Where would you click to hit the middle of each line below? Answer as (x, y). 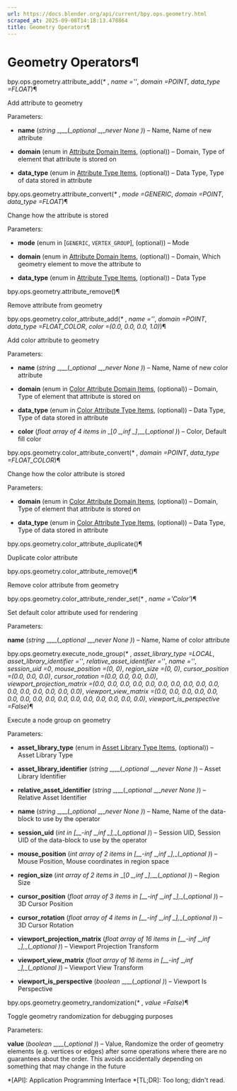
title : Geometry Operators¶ (49, 27)
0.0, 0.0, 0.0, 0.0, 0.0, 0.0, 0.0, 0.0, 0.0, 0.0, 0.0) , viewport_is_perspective (114, 699)
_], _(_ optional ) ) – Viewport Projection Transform (88, 946)
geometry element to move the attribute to (79, 264)
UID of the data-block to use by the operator (82, 840)
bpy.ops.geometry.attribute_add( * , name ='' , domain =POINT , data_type (114, 81)
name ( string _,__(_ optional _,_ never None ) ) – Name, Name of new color (123, 368)
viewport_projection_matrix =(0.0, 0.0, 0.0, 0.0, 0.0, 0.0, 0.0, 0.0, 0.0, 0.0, (114, 684)
